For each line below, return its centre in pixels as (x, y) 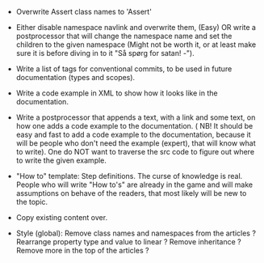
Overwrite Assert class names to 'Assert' (84, 12)
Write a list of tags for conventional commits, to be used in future (124, 69)
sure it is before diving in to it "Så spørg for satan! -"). (105, 53)
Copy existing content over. (61, 217)
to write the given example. (61, 160)
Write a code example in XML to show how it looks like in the (117, 93)
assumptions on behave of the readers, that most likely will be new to (131, 193)
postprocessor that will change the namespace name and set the (124, 36)
